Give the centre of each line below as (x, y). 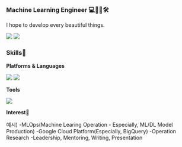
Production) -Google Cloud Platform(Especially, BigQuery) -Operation (91, 131)
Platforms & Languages (36, 65)
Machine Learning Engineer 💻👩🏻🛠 (58, 10)
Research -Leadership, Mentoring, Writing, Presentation (74, 137)
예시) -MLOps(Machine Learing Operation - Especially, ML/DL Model (90, 124)
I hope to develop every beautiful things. (55, 25)
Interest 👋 (18, 112)
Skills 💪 (16, 53)
